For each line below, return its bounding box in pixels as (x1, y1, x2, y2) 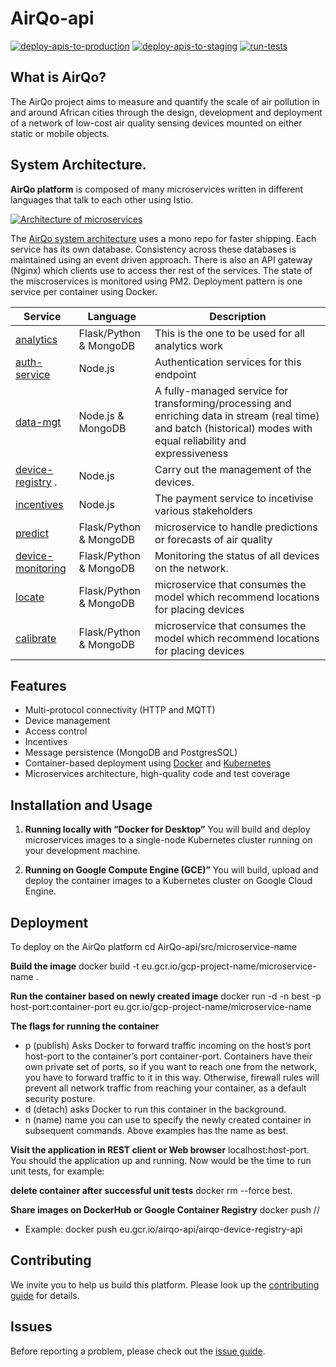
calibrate (15, 631, 57, 645)
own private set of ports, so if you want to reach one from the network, (24, 1061, 318, 1072)
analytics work (154, 338, 224, 352)
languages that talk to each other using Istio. (10, 193, 194, 206)
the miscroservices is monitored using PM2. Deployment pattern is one (10, 275, 303, 287)
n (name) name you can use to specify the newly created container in (24, 1114, 312, 1126)
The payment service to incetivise (154, 491, 314, 505)
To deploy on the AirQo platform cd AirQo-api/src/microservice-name (10, 941, 298, 952)
